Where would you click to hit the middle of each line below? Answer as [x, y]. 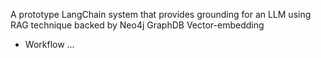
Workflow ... [49, 44]
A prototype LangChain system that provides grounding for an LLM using [161, 14]
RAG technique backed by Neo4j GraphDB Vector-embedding [137, 25]
